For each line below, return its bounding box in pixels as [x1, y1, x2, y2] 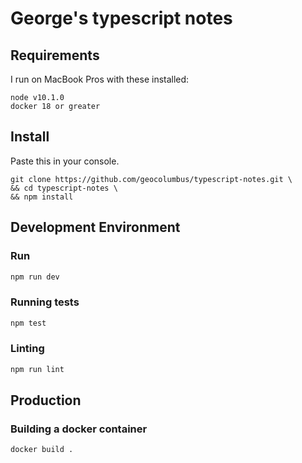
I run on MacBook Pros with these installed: [10, 73, 190, 85]
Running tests [10, 295, 80, 309]
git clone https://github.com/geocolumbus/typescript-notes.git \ [10, 174, 293, 184]
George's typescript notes [10, 7, 233, 30]
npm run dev [10, 272, 60, 282]
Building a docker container [10, 422, 148, 436]
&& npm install [10, 192, 74, 202]
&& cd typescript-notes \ [10, 183, 118, 193]
